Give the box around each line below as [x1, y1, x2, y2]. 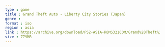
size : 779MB [5, 35, 32, 40]
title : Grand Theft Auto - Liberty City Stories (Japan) [5, 12, 126, 17]
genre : [5, 16, 21, 21]
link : [5, 30, 19, 35]
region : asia [5, 25, 34, 30]
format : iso [5, 21, 32, 26]
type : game [5, 7, 29, 12]
